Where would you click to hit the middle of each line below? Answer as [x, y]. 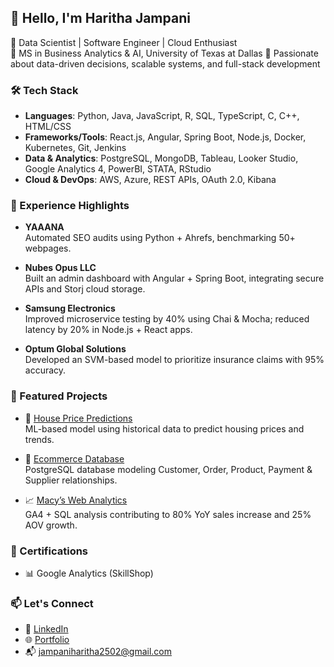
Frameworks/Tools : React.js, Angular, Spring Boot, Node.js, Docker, [165, 137]
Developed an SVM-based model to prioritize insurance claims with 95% [174, 360]
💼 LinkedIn [46, 629]
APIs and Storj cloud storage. [85, 289]
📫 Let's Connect [52, 603]
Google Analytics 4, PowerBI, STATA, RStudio [118, 169]
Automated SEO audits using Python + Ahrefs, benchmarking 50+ [160, 238]
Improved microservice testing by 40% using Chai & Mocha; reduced [167, 319]
